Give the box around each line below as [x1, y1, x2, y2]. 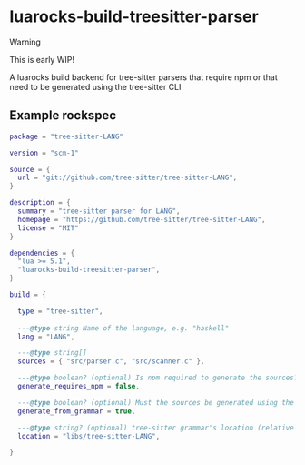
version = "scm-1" [9, 148, 79, 157]
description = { [9, 198, 71, 207]
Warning [9, 36, 41, 47]
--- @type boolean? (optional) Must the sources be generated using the [17, 398, 295, 407]
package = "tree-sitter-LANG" [9, 132, 124, 141]
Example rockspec [9, 107, 116, 124]
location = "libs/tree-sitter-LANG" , [17, 431, 161, 440]
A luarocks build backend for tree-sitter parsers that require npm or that [9, 71, 279, 83]
